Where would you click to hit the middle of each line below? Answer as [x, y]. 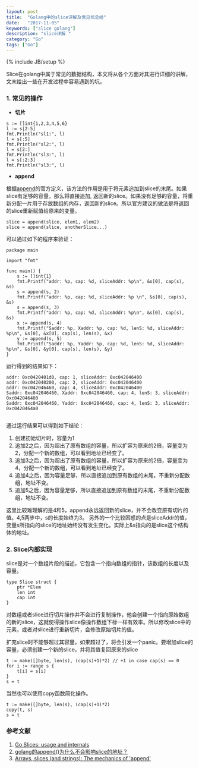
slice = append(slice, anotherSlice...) [57, 227]
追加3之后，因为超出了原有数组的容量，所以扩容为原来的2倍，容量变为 [101, 461]
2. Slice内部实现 [29, 549]
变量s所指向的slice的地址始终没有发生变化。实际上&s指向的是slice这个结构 [97, 525]
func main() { [24, 271]
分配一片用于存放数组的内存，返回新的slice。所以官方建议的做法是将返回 [100, 203]
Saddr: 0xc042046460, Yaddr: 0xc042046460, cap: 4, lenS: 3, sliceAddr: [98, 404]
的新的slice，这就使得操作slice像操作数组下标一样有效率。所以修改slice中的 [99, 622]
